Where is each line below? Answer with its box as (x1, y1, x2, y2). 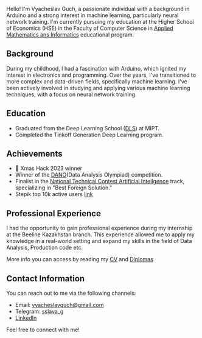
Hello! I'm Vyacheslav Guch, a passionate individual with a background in (6, 5, 190, 12)
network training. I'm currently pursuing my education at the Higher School (6, 18, 194, 25)
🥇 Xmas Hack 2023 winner (15, 164, 83, 172)
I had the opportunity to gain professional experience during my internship (6, 225, 193, 232)
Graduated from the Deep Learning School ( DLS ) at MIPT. (15, 124, 160, 132)
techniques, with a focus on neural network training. (6, 91, 137, 98)
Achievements (6, 149, 63, 159)
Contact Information (6, 273, 85, 284)
